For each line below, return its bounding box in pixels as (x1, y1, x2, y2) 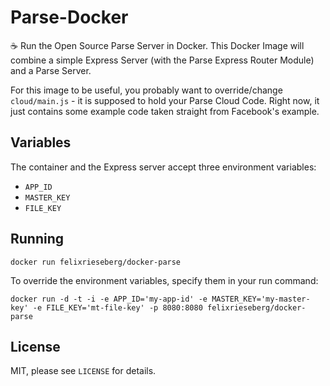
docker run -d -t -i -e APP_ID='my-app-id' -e (10, 294, 208, 304)
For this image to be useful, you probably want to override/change (10, 84, 283, 96)
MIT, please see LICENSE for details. (10, 365, 157, 377)
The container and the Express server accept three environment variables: (10, 161, 317, 173)
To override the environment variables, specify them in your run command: (10, 274, 319, 286)
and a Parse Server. (10, 64, 92, 76)
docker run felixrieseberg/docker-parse (10, 257, 182, 267)
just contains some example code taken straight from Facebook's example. (10, 105, 320, 117)
